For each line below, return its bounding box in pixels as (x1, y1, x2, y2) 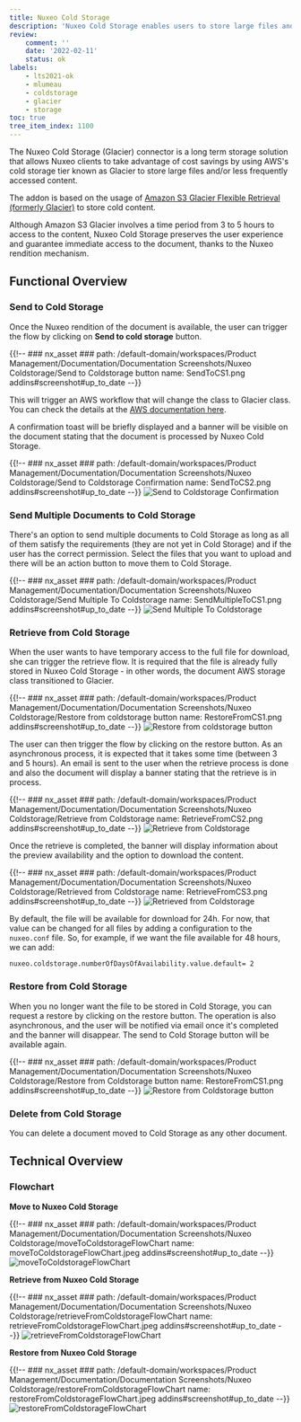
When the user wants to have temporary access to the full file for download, (9, 647, 290, 658)
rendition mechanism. (9, 248, 90, 259)
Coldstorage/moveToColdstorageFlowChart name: (9, 1237, 195, 1249)
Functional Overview (9, 274, 128, 289)
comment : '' (25, 38, 70, 48)
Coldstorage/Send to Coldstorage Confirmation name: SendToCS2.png (9, 477, 271, 488)
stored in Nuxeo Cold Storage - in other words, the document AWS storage (9, 666, 286, 676)
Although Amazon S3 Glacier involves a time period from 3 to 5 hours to (9, 219, 275, 230)
